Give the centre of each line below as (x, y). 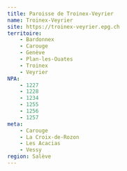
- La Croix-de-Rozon (50, 137)
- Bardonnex (37, 40)
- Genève (32, 53)
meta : (15, 124)
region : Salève (29, 157)
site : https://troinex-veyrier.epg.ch (63, 27)
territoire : (24, 33)
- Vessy (31, 150)
